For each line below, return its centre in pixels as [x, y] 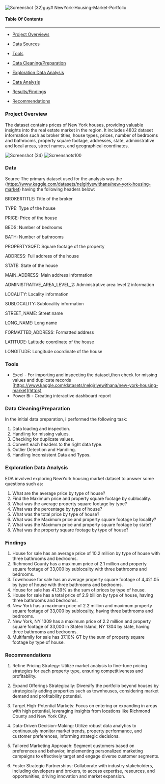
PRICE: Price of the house [31, 218]
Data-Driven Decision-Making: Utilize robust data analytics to [74, 726]
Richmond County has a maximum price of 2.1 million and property [79, 563]
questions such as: [24, 484]
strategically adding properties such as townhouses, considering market [85, 691]
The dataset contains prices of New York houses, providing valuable [74, 125]
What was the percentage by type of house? [57, 509]
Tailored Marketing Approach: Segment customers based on [73, 746]
